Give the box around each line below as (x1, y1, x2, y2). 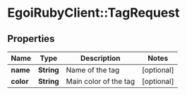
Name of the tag (66, 65, 120, 75)
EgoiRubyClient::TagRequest (7, 5, 180, 21)
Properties (7, 33, 55, 45)
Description (80, 54, 121, 63)
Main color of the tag (66, 77, 135, 86)
